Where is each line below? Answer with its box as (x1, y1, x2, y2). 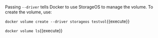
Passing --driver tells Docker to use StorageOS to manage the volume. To (5, 4, 153, 10)
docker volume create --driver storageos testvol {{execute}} (5, 19, 130, 24)
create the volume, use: (5, 9, 52, 15)
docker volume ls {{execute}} (5, 28, 63, 33)
